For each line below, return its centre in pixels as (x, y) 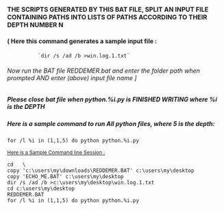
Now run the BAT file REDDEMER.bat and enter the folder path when (104, 71)
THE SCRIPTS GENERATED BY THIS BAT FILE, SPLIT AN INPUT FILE (108, 10)
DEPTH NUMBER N (35, 25)
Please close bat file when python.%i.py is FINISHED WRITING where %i (112, 99)
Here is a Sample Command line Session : (56, 152)
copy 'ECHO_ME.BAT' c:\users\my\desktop (66, 176)
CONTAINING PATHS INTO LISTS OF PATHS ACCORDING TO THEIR (107, 17)
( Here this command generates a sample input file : (82, 41)
